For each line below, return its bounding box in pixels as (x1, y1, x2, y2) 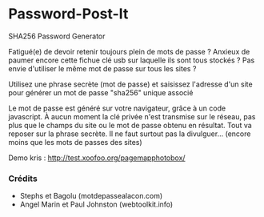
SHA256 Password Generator (8, 31, 106, 41)
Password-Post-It (8, 5, 129, 23)
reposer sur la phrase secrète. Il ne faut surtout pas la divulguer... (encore (8, 129, 251, 139)
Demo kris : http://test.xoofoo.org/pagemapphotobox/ (8, 153, 186, 163)
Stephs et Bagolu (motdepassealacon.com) (19, 191, 163, 201)
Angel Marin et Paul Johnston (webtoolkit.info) (19, 199, 174, 209)
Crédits (8, 173, 38, 184)
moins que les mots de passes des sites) (8, 137, 142, 147)
